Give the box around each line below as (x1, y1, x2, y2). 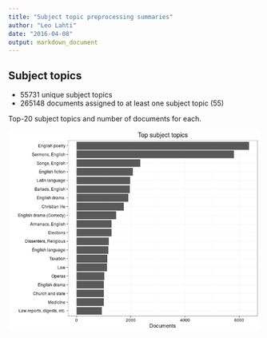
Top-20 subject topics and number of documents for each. (8, 114, 202, 124)
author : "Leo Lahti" (8, 21, 78, 30)
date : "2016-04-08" (8, 30, 74, 38)
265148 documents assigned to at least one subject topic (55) (19, 98, 225, 108)
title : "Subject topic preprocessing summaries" (8, 13, 173, 21)
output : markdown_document (8, 38, 98, 46)
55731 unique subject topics (19, 90, 113, 100)
